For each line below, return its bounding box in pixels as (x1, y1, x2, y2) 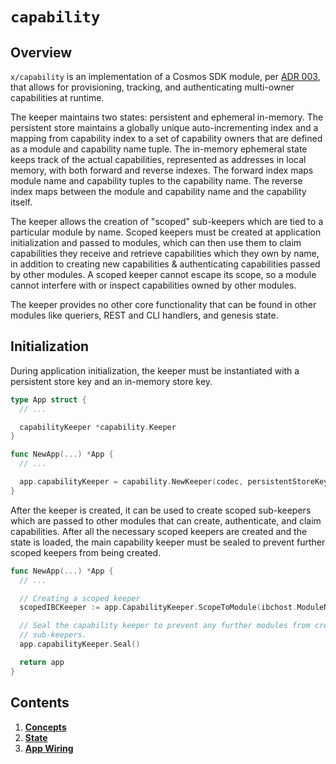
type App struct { (10, 394, 87, 405)
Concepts (24, 721, 67, 733)
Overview (10, 44, 73, 61)
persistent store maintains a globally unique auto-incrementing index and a (10, 122, 319, 133)
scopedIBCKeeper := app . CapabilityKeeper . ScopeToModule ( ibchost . (19, 603, 298, 613)
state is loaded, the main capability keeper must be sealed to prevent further (10, 536, 326, 548)
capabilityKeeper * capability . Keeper (19, 422, 177, 432)
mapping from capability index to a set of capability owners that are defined (10, 133, 323, 144)
